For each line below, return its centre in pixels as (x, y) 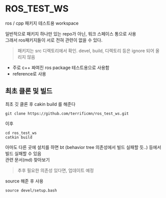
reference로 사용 (29, 73)
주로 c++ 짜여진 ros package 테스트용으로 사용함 (61, 67)
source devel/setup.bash (31, 190)
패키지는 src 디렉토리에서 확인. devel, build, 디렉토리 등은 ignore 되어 (86, 50)
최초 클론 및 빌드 (29, 91)
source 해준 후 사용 (24, 181)
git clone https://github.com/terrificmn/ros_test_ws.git (67, 113)
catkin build (19, 137)
